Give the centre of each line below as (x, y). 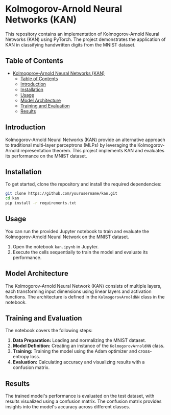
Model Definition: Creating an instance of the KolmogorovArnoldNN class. (89, 346)
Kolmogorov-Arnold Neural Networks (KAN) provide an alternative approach (86, 140)
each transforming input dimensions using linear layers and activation (78, 291)
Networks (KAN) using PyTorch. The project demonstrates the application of (86, 39)
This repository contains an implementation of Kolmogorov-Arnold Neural (82, 34)
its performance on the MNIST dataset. (46, 156)
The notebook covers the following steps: (49, 331)
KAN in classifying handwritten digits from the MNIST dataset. (70, 44)
